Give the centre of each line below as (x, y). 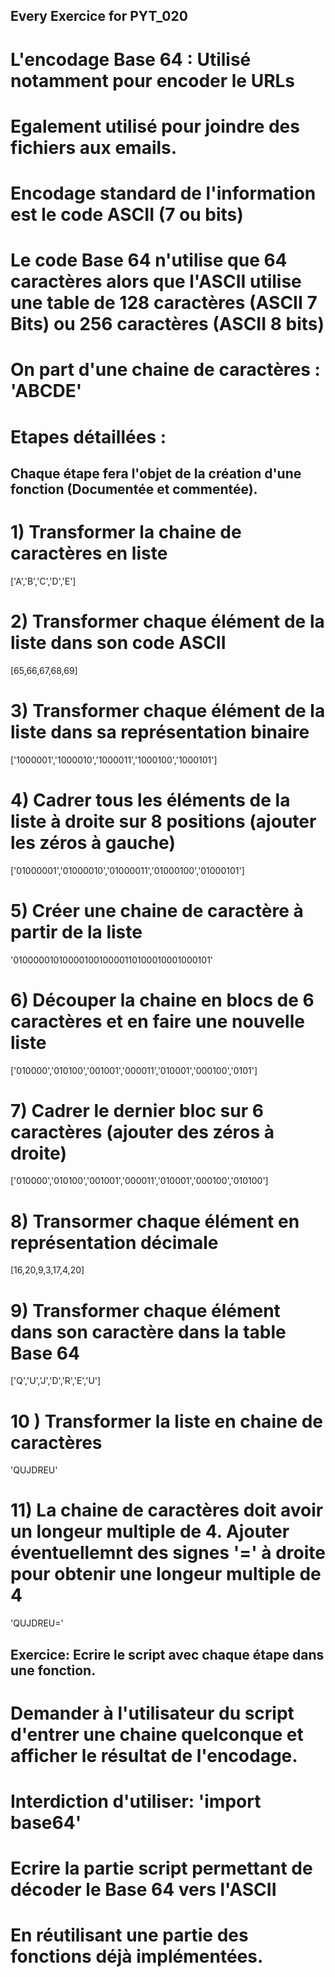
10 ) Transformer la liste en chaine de (167, 1421)
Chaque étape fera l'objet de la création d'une (156, 473)
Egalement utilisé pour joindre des (155, 126)
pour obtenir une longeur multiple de (166, 1574)
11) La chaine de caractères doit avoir (167, 1510)
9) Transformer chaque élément (145, 1310)
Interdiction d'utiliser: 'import (136, 1801)
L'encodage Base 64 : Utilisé (131, 59)
